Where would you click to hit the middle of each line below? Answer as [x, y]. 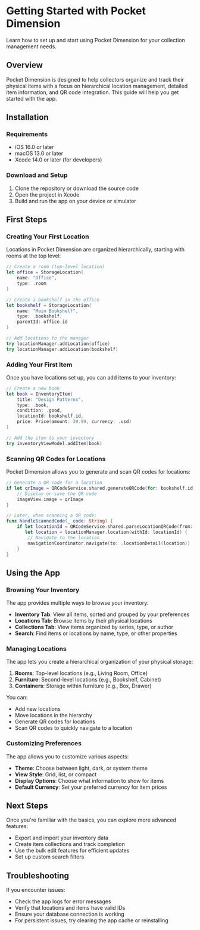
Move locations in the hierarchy [53, 716]
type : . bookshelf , [40, 316]
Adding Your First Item [39, 365]
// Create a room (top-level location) [56, 267]
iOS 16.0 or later [34, 147]
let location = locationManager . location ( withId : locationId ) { [106, 532]
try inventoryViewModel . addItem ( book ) [54, 443]
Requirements [27, 134]
